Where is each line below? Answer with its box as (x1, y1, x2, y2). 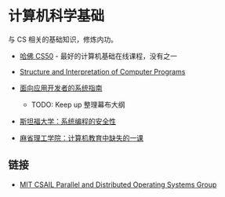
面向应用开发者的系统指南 (19, 83, 103, 93)
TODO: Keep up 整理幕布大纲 (31, 100, 125, 109)
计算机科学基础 (8, 7, 105, 25)
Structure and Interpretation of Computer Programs (19, 67, 186, 76)
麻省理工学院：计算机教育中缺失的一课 (19, 133, 143, 142)
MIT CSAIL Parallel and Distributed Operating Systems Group (19, 180, 217, 189)
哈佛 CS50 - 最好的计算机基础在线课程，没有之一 (19, 51, 178, 60)
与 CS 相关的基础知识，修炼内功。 (8, 35, 118, 44)
